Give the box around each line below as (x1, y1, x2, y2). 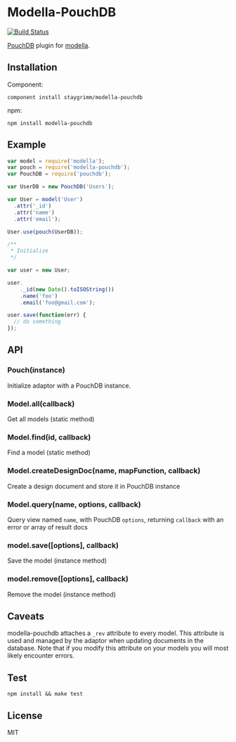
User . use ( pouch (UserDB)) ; (7, 228, 83, 236)
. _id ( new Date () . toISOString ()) (20, 286, 114, 293)
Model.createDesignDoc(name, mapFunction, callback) (7, 466, 201, 475)
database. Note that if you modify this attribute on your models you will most (7, 644, 229, 653)
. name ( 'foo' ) (20, 293, 58, 300)
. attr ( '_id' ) (13, 202, 52, 210)
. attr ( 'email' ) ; (13, 215, 61, 222)
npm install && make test (7, 691, 83, 698)
